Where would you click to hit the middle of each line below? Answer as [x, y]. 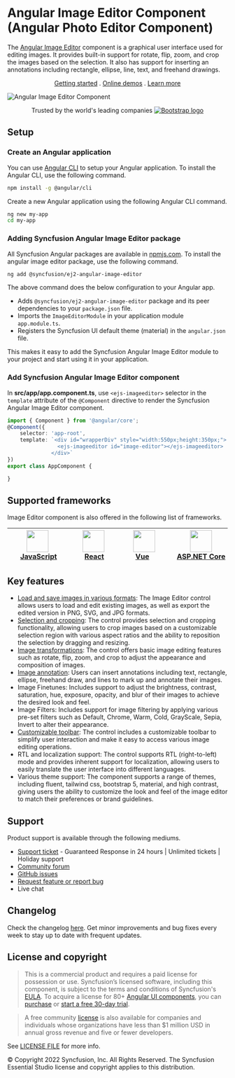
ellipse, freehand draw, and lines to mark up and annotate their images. [120, 680]
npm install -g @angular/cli [50, 188]
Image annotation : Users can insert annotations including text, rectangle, [122, 673]
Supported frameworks [59, 500]
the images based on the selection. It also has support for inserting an [108, 62]
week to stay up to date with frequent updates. [74, 935]
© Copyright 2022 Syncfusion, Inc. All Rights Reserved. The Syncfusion [111, 1059]
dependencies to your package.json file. [75, 308]
